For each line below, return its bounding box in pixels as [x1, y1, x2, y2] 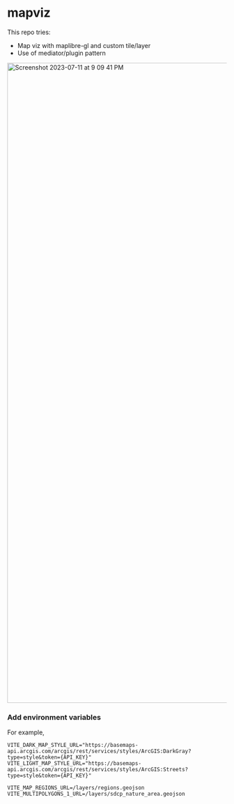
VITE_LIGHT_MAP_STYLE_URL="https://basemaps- [7, 760, 141, 767]
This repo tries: [7, 28, 51, 36]
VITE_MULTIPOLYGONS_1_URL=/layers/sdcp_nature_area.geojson [7, 791, 186, 798]
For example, [7, 728, 45, 736]
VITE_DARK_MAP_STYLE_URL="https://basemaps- [7, 742, 139, 749]
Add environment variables [7, 712, 101, 722]
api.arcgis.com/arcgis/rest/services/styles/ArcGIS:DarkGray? [7, 748, 192, 755]
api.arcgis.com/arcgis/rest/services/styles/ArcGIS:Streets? [7, 766, 189, 773]
